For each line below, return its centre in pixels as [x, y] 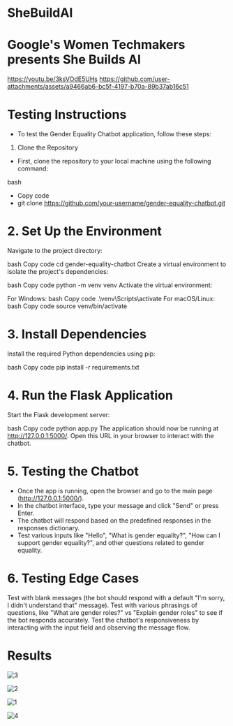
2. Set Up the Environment [85, 231]
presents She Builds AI [74, 60]
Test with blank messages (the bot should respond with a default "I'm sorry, [116, 597]
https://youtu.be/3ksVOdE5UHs [52, 79]
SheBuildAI [40, 13]
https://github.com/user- [134, 79]
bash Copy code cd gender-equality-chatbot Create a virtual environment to [117, 264]
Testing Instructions [67, 115]
